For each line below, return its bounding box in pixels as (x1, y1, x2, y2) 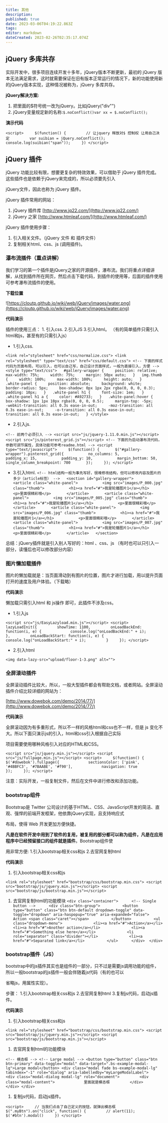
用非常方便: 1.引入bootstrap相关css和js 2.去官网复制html (5, 848, 121, 854)
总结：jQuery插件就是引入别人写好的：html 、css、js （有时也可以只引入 (5, 540, 155, 546)
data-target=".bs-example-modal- (79, 1061, 149, 1066)
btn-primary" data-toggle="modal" (5, 1061, 78, 1066)
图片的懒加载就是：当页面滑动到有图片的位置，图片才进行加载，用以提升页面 (5, 572, 163, 578)
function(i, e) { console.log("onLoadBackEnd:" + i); (5, 629, 147, 634)
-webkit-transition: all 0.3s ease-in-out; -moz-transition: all (5, 403, 154, 408)
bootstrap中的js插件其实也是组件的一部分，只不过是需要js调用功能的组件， (5, 963, 159, 969)
